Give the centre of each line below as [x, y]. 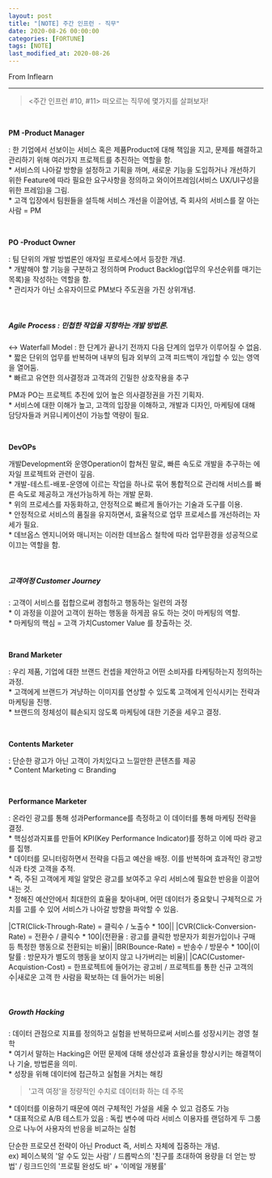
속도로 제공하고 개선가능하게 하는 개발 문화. [85, 494]
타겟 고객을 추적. [49, 868]
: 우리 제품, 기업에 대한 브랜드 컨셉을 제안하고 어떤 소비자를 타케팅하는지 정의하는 [136, 671]
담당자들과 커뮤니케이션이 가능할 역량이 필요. [79, 415]
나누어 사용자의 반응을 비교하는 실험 [79, 1129]
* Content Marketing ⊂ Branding [62, 769]
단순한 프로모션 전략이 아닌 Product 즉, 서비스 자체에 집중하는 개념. [114, 1146]
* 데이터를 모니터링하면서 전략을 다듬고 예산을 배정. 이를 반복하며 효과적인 [125, 858]
